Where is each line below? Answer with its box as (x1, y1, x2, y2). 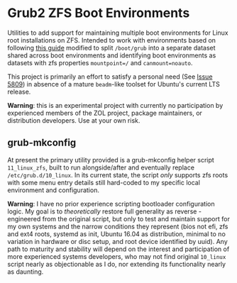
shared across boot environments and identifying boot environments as (7, 51, 216, 60)
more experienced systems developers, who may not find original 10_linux (7, 252, 226, 260)
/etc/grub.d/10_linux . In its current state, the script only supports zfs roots (7, 170, 228, 179)
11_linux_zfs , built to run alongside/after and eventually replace (7, 163, 195, 172)
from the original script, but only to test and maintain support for (42, 214, 231, 223)
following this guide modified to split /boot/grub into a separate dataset (7, 43, 216, 52)
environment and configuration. (7, 186, 99, 194)
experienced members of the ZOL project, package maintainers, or (7, 109, 202, 117)
